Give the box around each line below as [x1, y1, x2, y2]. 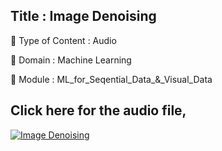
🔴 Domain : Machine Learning [10, 54, 132, 66]
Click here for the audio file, [10, 102, 187, 119]
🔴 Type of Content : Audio [10, 34, 117, 46]
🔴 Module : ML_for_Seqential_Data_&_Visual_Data [10, 73, 213, 85]
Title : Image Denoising [10, 8, 157, 25]
